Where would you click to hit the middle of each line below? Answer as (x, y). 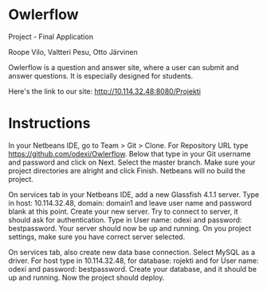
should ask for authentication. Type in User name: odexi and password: (125, 219)
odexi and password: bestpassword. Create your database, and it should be (133, 269)
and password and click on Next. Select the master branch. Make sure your (132, 162)
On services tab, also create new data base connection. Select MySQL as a (132, 252)
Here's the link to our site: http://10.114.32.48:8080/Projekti (105, 91)
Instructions (49, 124)
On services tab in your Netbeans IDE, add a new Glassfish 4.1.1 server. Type (134, 194)
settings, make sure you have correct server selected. (97, 237)
